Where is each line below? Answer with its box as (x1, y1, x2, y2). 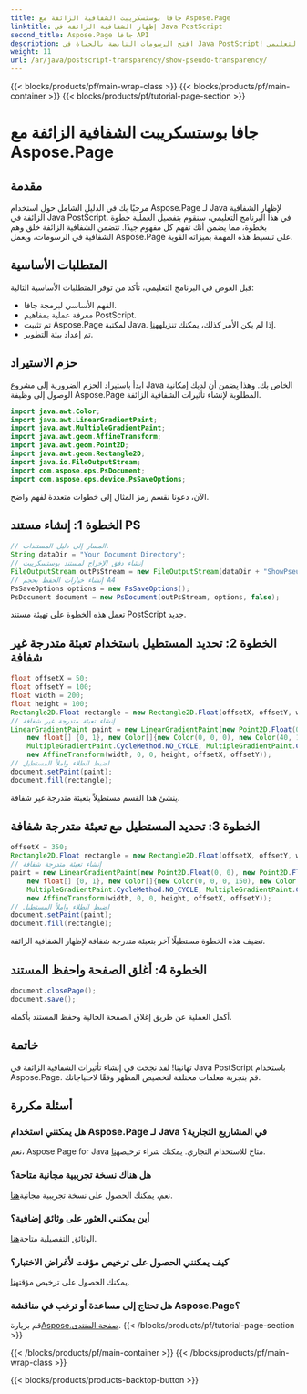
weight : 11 (10, 47, 52, 57)
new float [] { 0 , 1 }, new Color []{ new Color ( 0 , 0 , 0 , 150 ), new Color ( (26, 877, 301, 886)
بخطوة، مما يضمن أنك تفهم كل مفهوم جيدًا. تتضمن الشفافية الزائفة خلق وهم (10, 222, 268, 233)
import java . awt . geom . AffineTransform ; (10, 432, 162, 442)
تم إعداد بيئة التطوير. (23, 328, 94, 339)
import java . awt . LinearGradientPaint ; (10, 415, 158, 424)
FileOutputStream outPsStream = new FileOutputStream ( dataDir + (10, 567, 260, 576)
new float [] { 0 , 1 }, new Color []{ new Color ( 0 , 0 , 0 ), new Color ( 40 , (26, 733, 292, 743)
